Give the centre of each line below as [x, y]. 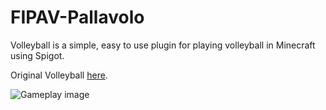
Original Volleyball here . [59, 75]
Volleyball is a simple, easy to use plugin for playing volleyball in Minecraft [163, 45]
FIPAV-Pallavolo [77, 17]
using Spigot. [37, 55]
